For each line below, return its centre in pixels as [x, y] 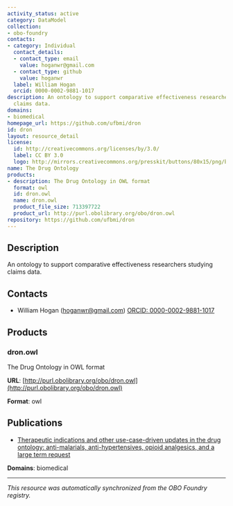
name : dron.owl [35, 201]
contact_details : [38, 53]
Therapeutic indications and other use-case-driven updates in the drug [119, 439]
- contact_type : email [46, 59]
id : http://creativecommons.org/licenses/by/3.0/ [86, 149]
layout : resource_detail [43, 136]
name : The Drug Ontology [43, 168]
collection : [24, 26]
